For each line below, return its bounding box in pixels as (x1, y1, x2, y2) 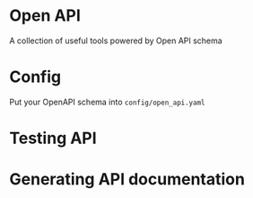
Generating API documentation (9, 169, 245, 190)
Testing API (9, 128, 97, 148)
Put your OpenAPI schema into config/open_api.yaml (9, 96, 205, 107)
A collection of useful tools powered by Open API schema (9, 35, 222, 46)
